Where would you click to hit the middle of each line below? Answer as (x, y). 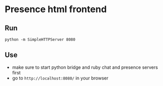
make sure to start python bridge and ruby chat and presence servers (85, 67)
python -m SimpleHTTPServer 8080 (40, 39)
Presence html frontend (56, 9)
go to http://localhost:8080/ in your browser (60, 78)
